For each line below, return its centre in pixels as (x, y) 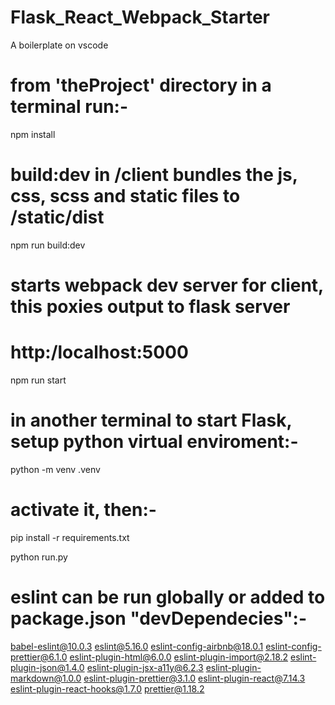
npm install (33, 134)
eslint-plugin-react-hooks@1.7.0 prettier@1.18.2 (107, 688)
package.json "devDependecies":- (159, 618)
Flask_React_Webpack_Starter (140, 17)
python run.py (39, 557)
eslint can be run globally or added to (168, 597)
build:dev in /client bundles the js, (154, 175)
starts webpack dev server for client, (167, 285)
